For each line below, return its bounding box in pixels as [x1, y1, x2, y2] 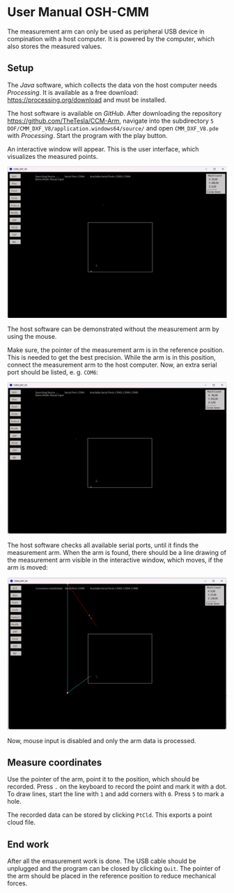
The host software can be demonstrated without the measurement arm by [7, 325, 219, 333]
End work [7, 838, 49, 850]
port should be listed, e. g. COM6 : [7, 367, 99, 376]
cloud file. [7, 818, 36, 827]
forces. [7, 879, 28, 887]
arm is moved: [7, 563, 49, 572]
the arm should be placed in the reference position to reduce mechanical [7, 872, 217, 880]
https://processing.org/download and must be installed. [7, 96, 167, 104]
